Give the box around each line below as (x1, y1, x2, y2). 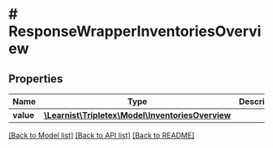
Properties (8, 72, 63, 85)
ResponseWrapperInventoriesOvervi (8, 22, 262, 41)
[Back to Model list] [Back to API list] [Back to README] (8, 131, 195, 140)
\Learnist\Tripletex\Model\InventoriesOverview (43, 110, 232, 120)
